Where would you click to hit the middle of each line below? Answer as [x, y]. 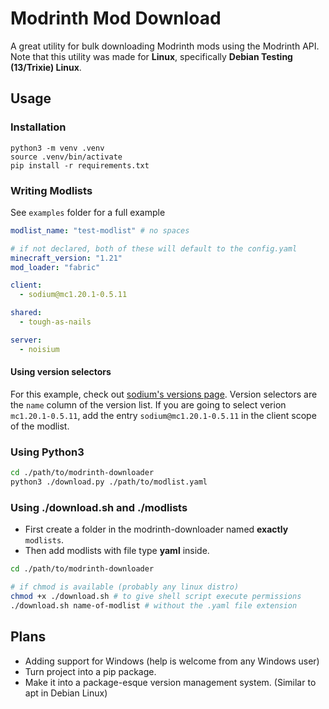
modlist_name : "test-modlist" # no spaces [100, 230]
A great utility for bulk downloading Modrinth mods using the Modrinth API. [165, 46]
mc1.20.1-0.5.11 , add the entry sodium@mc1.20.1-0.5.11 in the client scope [163, 415]
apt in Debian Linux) [66, 693]
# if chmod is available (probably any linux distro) [125, 587]
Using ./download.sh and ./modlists [99, 507]
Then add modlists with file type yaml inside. [117, 551]
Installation [38, 127]
